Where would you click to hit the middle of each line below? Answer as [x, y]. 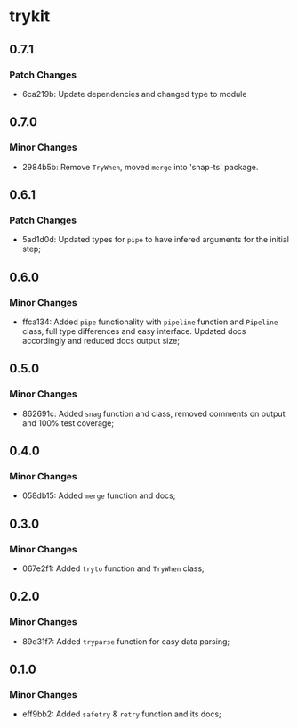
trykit [30, 16]
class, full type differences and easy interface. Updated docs [134, 331]
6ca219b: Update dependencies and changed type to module [134, 94]
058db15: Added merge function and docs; [99, 495]
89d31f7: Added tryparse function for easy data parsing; [125, 641]
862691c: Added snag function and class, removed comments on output [153, 413]
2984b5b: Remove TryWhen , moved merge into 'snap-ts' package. [140, 167]
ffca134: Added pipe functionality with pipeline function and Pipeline [150, 322]
